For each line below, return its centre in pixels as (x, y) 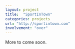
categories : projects (28, 19)
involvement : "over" (27, 28)
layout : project (22, 10)
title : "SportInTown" (29, 14)
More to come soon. (26, 42)
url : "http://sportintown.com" (38, 24)
